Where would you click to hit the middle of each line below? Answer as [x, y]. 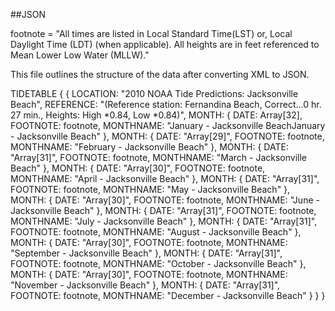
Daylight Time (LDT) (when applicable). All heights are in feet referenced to [165, 44]
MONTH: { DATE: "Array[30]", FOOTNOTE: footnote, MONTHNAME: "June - [165, 200]
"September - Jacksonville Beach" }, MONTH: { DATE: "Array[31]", [146, 253]
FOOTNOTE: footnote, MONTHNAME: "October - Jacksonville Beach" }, [158, 263]
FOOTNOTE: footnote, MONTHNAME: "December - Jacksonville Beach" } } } [168, 295]
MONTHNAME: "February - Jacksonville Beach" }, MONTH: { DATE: [149, 147]
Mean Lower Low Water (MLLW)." [80, 55]
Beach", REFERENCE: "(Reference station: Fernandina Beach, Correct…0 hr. [166, 104]
